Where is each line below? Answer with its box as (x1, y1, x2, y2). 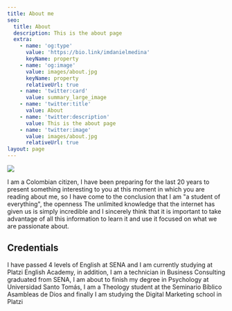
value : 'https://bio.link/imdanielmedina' (25, 49, 150, 56)
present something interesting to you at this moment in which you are (7, 185, 206, 193)
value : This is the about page (25, 119, 116, 127)
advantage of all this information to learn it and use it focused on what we (7, 215, 217, 223)
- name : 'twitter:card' (19, 87, 89, 94)
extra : (13, 36, 33, 43)
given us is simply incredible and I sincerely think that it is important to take (7, 208, 222, 215)
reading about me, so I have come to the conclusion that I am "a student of (7, 192, 220, 201)
